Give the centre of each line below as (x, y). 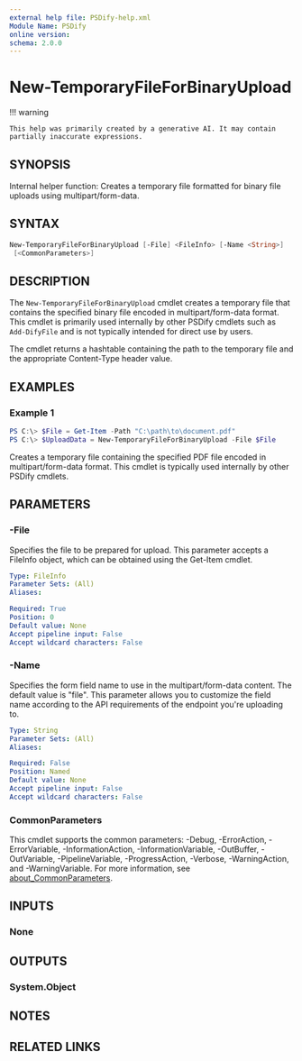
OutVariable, (32, 859)
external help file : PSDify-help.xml (80, 18)
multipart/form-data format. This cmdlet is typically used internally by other (150, 466)
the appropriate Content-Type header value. (91, 359)
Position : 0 (32, 617)
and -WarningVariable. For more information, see (100, 869)
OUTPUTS (38, 961)
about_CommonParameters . (61, 878)
